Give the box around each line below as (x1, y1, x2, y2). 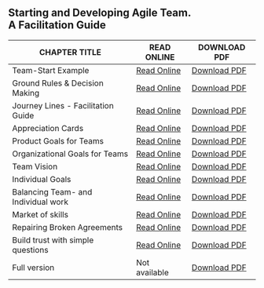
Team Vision (12, 161, 58, 172)
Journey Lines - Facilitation (12, 100, 114, 111)
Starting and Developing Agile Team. (8, 6, 192, 20)
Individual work (12, 196, 69, 207)
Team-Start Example (12, 64, 90, 75)
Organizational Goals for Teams (12, 148, 128, 159)
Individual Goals (12, 173, 71, 184)
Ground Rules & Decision (12, 78, 104, 89)
